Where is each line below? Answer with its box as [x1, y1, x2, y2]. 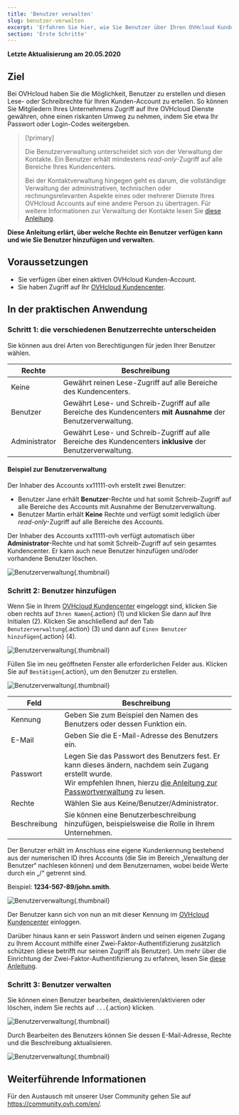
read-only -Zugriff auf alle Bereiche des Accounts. [17, 518, 165, 526]
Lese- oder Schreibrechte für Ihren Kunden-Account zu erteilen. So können [7, 97, 228, 106]
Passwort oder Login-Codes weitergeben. [7, 120, 130, 128]
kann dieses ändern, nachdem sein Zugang [64, 760, 209, 770]
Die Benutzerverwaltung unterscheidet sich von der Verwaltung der [24, 148, 223, 156]
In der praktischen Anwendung [7, 304, 148, 316]
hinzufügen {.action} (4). [7, 632, 77, 641]
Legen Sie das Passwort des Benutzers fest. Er [64, 751, 221, 761]
